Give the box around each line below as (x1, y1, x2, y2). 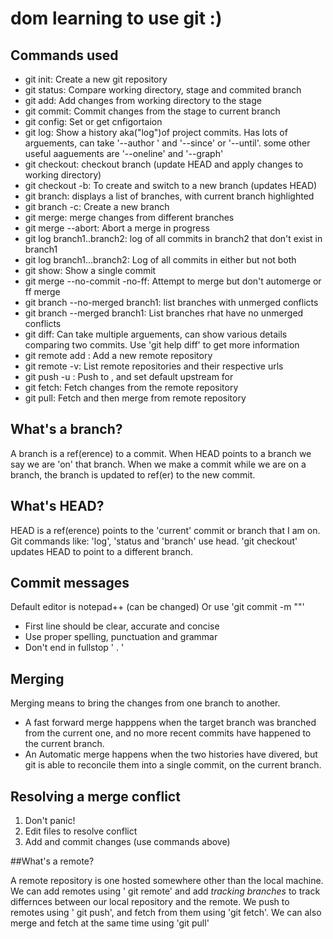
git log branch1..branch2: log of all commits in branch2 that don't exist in (24, 233, 323, 244)
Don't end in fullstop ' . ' (24, 642, 125, 654)
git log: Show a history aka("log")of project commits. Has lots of (24, 127, 288, 138)
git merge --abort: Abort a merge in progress (24, 222, 210, 234)
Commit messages (10, 575, 130, 592)
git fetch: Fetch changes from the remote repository (24, 382, 239, 393)
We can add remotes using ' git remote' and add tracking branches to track (10, 885, 321, 897)
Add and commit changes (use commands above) (24, 836, 231, 848)
